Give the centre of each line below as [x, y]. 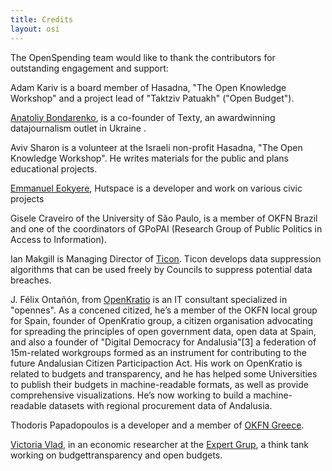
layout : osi [35, 29]
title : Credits [42, 19]
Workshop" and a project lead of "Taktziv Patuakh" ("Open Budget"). [152, 98]
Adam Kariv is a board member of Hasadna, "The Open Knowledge [148, 87]
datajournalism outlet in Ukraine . [78, 128]
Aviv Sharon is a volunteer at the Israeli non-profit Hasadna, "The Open [156, 147]
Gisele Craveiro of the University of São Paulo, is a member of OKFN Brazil [164, 218]
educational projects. [54, 168]
